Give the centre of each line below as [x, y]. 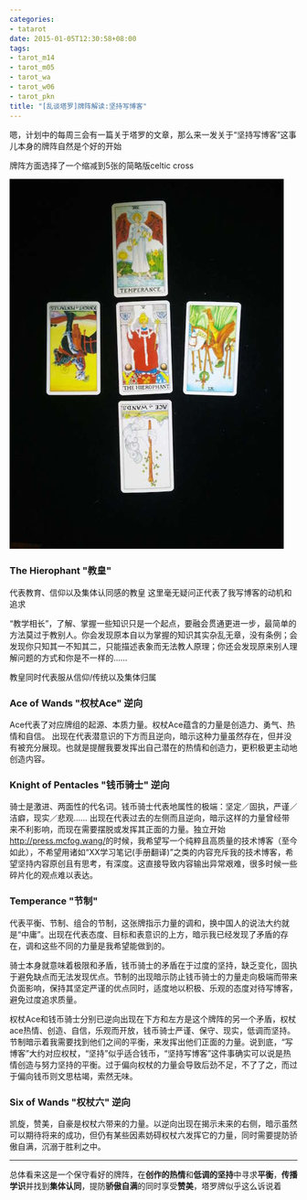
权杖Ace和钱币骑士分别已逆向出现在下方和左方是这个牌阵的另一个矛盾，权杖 [153, 1019]
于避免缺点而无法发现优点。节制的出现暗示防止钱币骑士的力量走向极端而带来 [153, 976]
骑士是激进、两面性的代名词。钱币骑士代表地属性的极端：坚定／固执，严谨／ [153, 807]
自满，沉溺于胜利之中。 [61, 1146]
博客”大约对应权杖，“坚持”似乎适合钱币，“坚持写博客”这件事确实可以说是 [146, 1053]
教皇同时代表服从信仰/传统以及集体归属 [83, 677]
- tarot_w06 [32, 87]
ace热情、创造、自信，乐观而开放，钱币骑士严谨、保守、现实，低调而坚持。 [153, 1030]
